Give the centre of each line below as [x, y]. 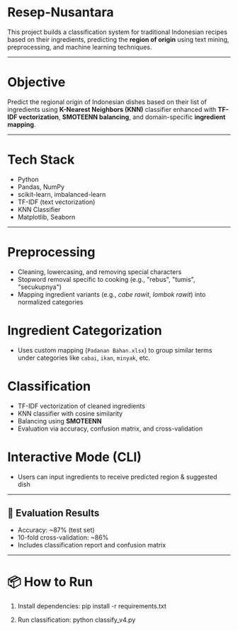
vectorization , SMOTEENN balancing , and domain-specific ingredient [122, 117]
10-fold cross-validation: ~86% [63, 538]
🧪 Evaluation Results [53, 513]
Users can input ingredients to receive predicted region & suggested [117, 477]
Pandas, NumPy [41, 187]
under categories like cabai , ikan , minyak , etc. [84, 358]
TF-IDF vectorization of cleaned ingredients [81, 406]
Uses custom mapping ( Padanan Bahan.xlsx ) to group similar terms [115, 350]
